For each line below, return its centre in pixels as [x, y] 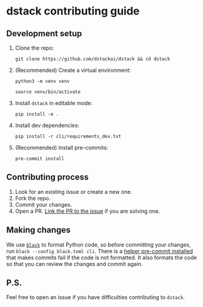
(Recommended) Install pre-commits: [62, 147]
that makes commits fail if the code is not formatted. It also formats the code [101, 257]
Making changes [38, 230]
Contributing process [48, 177]
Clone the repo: [35, 48]
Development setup [44, 34]
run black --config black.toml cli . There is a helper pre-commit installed [100, 251]
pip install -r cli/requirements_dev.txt [68, 137]
